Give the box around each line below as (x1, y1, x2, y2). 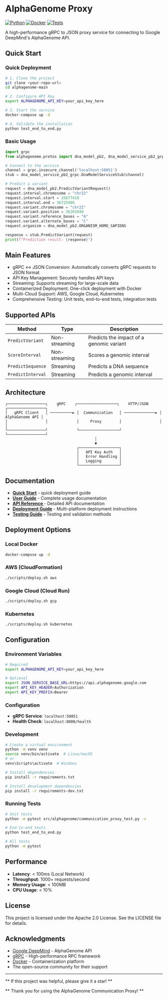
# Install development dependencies (5, 783, 81, 789)
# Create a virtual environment (5, 742, 72, 747)
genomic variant (88, 341, 126, 348)
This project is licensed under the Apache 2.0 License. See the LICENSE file (5, 915, 161, 921)
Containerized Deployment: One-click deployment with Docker (12, 285, 142, 291)
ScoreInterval (7, 352, 41, 358)
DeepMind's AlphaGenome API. (5, 35, 70, 41)
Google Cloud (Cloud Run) (5, 587, 70, 594)
